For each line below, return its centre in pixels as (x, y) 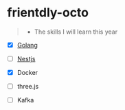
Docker (27, 73)
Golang (27, 45)
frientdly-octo (48, 13)
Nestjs (26, 59)
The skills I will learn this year (76, 32)
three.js (28, 87)
